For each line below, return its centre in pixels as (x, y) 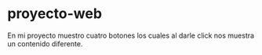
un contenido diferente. (45, 43)
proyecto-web (55, 14)
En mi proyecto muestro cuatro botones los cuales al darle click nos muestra (131, 35)
